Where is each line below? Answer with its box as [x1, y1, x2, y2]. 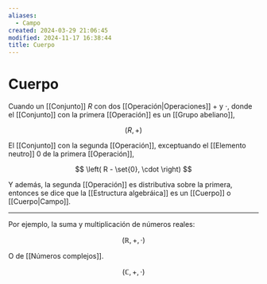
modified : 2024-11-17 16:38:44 [8, 33, 112, 42]
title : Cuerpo [8, 41, 56, 49]
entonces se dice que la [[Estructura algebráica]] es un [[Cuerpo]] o [8, 188, 231, 198]
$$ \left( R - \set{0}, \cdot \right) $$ [75, 164, 192, 175]
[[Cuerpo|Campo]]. [8, 197, 72, 206]
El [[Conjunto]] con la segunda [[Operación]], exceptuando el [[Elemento [8, 140, 246, 151]
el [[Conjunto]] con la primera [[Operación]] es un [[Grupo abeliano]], [8, 110, 236, 120]
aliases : [8, 11, 37, 20]
